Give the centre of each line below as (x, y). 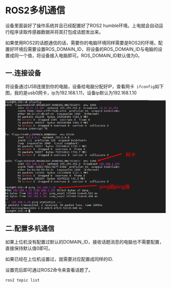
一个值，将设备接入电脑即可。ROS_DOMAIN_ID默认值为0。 (80, 55)
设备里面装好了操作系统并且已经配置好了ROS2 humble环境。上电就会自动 (82, 25)
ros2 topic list (22, 280)
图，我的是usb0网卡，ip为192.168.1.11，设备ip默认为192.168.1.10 (71, 93)
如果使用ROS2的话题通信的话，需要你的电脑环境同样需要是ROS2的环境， (82, 43)
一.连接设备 (23, 73)
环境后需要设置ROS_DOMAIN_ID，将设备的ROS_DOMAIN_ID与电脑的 (86, 49)
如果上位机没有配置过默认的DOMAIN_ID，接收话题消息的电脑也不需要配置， (85, 242)
